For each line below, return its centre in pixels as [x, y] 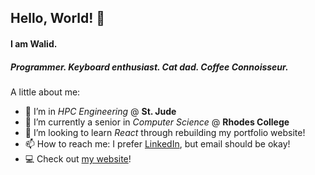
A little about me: [45, 92]
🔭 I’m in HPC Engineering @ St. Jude [100, 111]
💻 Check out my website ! [78, 158]
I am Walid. [34, 43]
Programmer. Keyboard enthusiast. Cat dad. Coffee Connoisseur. [149, 67]
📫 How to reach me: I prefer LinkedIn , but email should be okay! [157, 143]
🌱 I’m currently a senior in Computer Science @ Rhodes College [157, 122]
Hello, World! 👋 [58, 18]
